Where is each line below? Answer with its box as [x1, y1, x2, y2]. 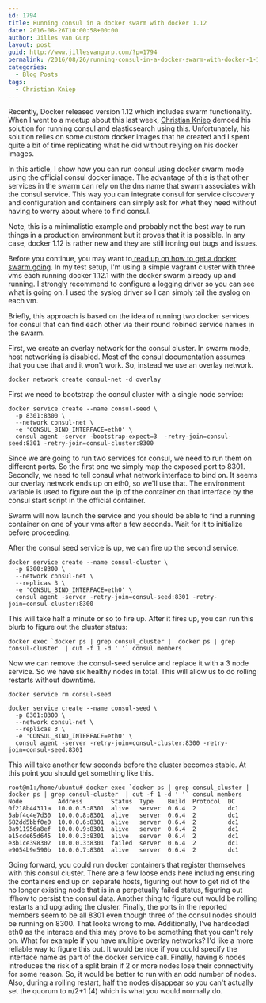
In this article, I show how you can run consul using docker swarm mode [8, 164, 245, 174]
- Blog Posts [15, 71, 59, 78]
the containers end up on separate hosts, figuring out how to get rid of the [8, 877, 251, 887]
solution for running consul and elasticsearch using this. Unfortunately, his [8, 124, 251, 133]
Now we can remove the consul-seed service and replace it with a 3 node [8, 658, 249, 668]
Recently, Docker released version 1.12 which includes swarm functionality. [8, 107, 253, 116]
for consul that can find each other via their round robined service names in [8, 320, 255, 330]
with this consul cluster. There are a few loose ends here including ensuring [8, 868, 255, 878]
